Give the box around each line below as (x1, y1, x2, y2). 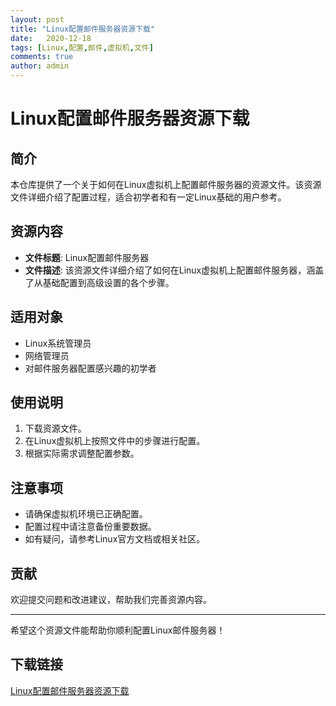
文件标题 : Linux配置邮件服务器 (24, 251, 150, 263)
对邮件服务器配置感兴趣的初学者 (24, 362, 157, 374)
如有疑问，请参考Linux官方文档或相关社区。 (24, 533, 206, 545)
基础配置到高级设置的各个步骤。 (42, 276, 175, 288)
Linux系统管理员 (24, 337, 92, 349)
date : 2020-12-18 (10, 33, 92, 43)
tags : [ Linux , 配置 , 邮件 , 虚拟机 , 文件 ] (10, 42, 154, 53)
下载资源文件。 (24, 422, 87, 435)
